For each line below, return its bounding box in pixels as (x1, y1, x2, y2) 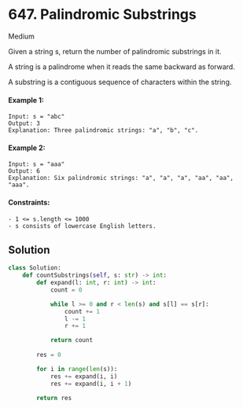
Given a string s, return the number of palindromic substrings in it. (8, 46, 222, 56)
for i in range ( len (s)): (36, 365, 118, 373)
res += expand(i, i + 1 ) (50, 380, 132, 388)
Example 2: (8, 143, 46, 153)
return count (50, 336, 93, 344)
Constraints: (8, 197, 50, 207)
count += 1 (64, 307, 101, 315)
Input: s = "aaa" (8, 160, 65, 168)
